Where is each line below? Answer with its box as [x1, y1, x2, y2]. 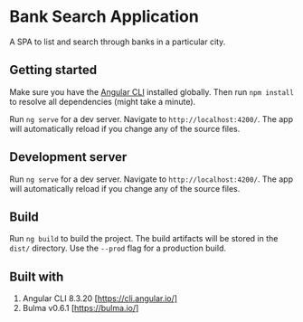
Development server [9, 149, 128, 165]
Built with [9, 269, 64, 284]
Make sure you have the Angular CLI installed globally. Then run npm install [9, 86, 294, 97]
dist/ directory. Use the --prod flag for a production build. [9, 242, 226, 254]
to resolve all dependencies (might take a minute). [9, 96, 196, 107]
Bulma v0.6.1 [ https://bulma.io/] [22, 303, 139, 314]
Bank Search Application [9, 6, 199, 27]
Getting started [9, 62, 98, 78]
